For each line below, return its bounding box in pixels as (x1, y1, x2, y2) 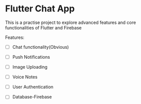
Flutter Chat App (5, 3, 75, 14)
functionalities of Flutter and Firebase (5, 24, 82, 30)
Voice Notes (12, 74, 38, 80)
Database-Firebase (12, 94, 52, 100)
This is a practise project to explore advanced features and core (5, 19, 137, 25)
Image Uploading (12, 64, 48, 70)
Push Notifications (12, 54, 51, 60)
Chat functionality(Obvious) (12, 44, 69, 50)
